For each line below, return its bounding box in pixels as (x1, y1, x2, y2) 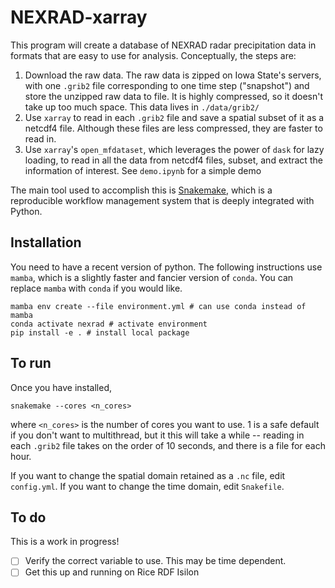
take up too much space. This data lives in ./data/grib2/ (24, 101, 260, 113)
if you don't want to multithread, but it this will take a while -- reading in (10, 429, 305, 441)
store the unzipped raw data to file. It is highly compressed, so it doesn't (24, 90, 323, 102)
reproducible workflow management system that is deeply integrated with (10, 194, 315, 206)
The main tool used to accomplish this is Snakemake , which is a (10, 184, 273, 196)
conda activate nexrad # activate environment (10, 319, 208, 329)
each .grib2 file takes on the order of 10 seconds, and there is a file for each (10, 439, 326, 451)
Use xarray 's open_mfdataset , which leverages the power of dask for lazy (24, 143, 325, 155)
